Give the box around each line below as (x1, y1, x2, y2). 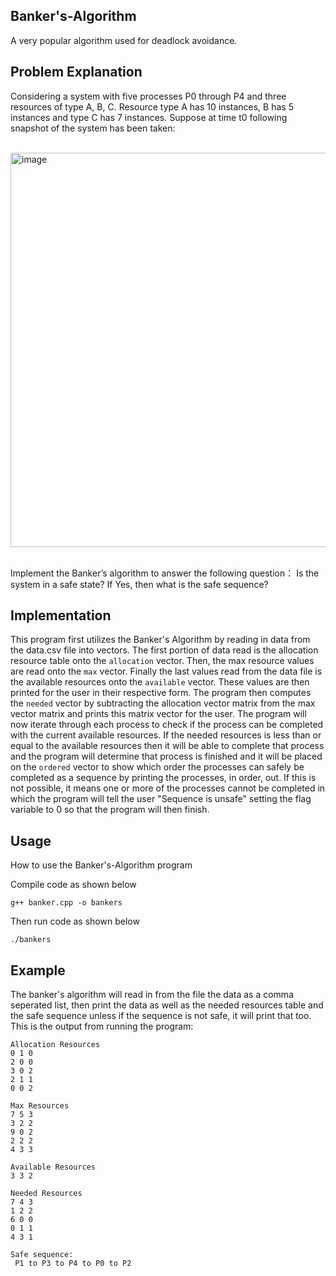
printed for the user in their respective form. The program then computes (10, 687, 312, 699)
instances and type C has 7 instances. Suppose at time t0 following (10, 111, 288, 123)
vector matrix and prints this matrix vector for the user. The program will (10, 708, 307, 720)
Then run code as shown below (10, 915, 140, 928)
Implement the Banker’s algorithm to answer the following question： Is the (10, 567, 320, 579)
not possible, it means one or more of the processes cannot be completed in (10, 782, 326, 794)
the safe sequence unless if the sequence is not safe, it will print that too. (10, 1010, 312, 1022)
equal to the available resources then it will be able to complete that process (10, 740, 325, 752)
